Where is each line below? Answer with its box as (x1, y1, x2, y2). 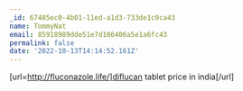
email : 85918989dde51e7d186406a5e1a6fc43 (9, 30, 168, 39)
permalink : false (9, 38, 75, 48)
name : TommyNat (9, 22, 67, 31)
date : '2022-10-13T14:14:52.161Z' (9, 47, 140, 56)
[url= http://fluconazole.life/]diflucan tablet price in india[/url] (9, 71, 235, 82)
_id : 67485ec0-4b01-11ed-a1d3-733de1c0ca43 (9, 13, 176, 23)
